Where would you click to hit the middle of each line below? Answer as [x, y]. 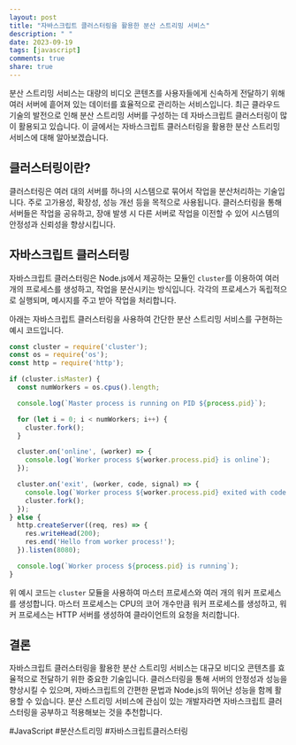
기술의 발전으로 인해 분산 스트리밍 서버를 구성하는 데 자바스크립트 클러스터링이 [144, 115]
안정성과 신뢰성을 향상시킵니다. [63, 224]
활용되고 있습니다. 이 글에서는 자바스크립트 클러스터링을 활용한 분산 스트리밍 [149, 126]
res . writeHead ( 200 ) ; [63, 534]
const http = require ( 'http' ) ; [67, 363]
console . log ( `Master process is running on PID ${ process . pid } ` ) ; [142, 403]
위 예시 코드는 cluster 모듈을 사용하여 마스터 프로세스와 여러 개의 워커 [130, 592]
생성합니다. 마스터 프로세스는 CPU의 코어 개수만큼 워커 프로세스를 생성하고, [148, 603]
